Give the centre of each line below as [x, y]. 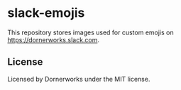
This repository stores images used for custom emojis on [90, 32]
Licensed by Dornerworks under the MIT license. [79, 79]
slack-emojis [46, 13]
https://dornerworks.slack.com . [54, 39]
